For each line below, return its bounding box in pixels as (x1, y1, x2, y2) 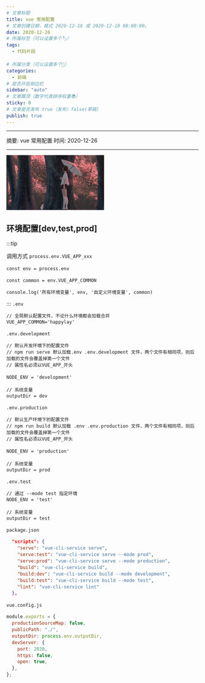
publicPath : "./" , (12, 627, 59, 633)
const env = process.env (6, 266, 70, 272)
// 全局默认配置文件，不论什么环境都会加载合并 (6, 313, 110, 320)
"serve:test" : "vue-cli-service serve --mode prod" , (17, 552, 154, 558)
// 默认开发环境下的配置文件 (6, 343, 70, 349)
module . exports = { (6, 613, 56, 620)
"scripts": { (12, 538, 45, 545)
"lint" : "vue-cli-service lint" (17, 584, 99, 590)
